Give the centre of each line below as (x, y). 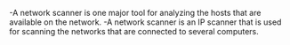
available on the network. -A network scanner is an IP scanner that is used (145, 22)
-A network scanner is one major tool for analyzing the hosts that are (135, 13)
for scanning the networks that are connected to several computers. (134, 31)
